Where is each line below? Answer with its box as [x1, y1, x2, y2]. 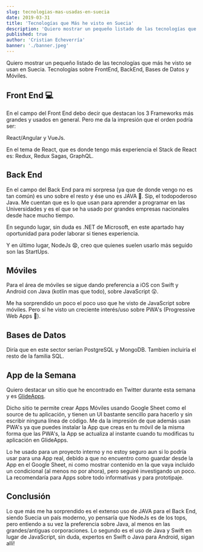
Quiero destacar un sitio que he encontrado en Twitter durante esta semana [6, 386, 196, 393]
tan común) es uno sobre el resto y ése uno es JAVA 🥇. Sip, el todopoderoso [6, 192, 197, 200]
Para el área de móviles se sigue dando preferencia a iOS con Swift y [6, 281, 179, 289]
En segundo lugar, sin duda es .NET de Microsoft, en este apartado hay [6, 223, 185, 231]
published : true [6, 31, 47, 38]
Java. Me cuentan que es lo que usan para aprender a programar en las [6, 199, 185, 206]
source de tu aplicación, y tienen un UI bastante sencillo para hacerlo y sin [6, 410, 193, 418]
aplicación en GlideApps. [6, 436, 68, 444]
